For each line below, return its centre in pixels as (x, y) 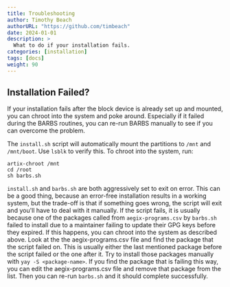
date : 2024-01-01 (32, 33)
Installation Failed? (48, 92)
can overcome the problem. (46, 130)
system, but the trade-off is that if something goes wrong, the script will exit (115, 203)
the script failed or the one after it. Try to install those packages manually (111, 254)
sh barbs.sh (24, 176)
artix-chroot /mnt (33, 164)
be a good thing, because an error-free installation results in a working (107, 196)
